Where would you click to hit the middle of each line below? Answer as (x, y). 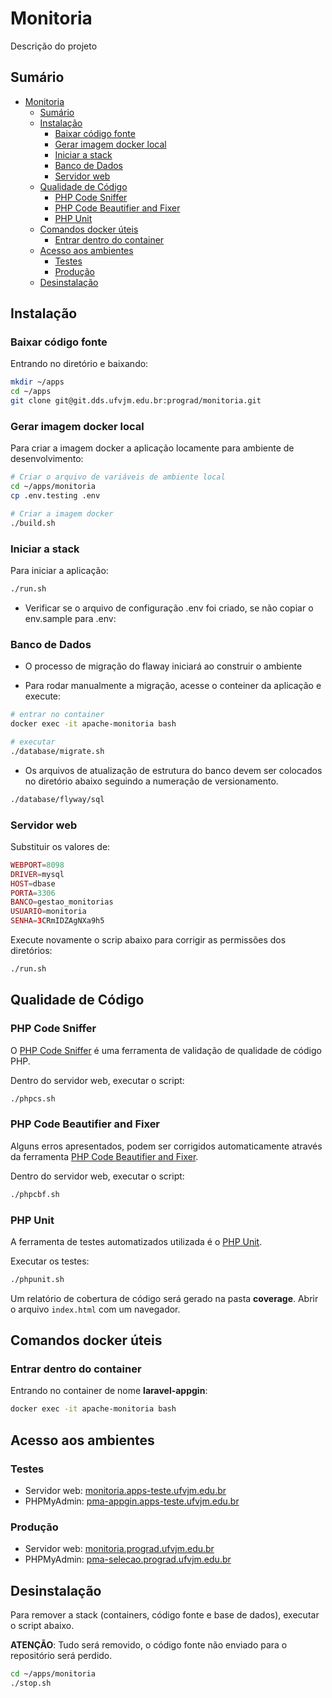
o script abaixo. (42, 1626)
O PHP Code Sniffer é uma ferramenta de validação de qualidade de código (166, 1050)
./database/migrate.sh (57, 751)
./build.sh (33, 523)
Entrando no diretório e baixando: (79, 364)
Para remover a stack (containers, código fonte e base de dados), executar (165, 1615)
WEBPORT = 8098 (37, 865)
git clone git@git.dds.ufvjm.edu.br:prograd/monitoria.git (136, 401)
